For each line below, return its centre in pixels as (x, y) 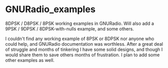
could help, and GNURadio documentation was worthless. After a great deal (84, 44)
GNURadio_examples (50, 9)
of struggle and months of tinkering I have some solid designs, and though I (84, 49)
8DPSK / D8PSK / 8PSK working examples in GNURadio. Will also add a (80, 23)
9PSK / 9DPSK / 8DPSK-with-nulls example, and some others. (70, 28)
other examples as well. (30, 60)
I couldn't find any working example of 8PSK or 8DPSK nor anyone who (80, 39)
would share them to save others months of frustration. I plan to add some (82, 55)
